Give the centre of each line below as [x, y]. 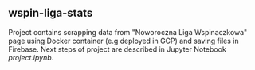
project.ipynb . [31, 57]
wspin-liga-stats [51, 13]
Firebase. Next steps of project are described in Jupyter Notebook [118, 49]
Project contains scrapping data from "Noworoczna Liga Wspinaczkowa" [128, 32]
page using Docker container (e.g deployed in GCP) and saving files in [124, 41]
